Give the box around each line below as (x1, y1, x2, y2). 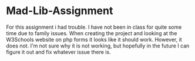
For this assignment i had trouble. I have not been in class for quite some (6, 23, 182, 30)
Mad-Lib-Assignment (6, 4, 113, 18)
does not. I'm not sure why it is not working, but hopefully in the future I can (6, 42, 190, 49)
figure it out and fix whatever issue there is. (6, 48, 111, 55)
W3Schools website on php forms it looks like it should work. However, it (6, 36, 182, 43)
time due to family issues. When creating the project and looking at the (6, 29, 177, 36)
